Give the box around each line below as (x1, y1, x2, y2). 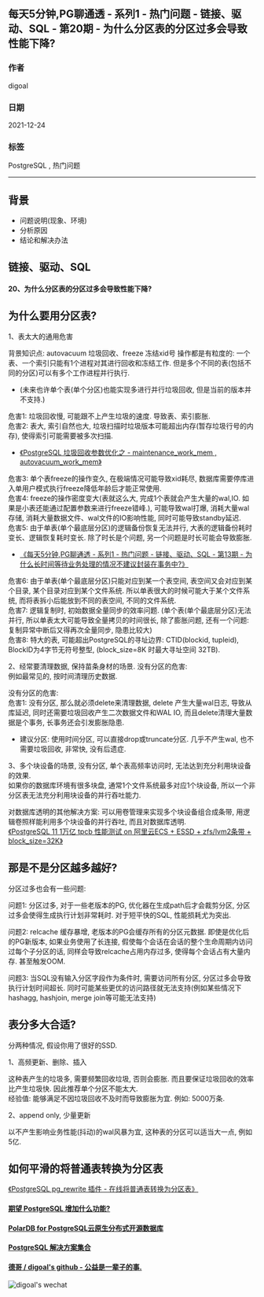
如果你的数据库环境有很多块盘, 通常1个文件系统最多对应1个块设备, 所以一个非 (8, 780, 256, 790)
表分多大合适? (8, 1018, 76, 1032)
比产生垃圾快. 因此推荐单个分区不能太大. (8, 1084, 139, 1093)
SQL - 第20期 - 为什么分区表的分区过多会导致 (28, 22, 247, 35)
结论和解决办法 (19, 235, 68, 245)
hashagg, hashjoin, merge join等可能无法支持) (8, 993, 156, 1002)
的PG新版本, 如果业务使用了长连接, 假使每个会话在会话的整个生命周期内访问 (8, 937, 253, 946)
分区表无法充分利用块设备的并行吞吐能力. (8, 790, 141, 800)
